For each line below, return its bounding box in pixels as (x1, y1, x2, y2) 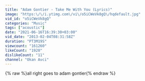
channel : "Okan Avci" (5, 57, 49, 62)
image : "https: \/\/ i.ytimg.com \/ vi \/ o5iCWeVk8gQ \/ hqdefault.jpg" (5, 12, 141, 17)
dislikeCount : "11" (5, 52, 45, 58)
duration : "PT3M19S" (5, 39, 47, 44)
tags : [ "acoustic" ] (5, 25, 45, 30)
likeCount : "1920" (5, 48, 42, 53)
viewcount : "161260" (5, 43, 47, 48)
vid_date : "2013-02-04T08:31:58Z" (5, 35, 76, 40)
